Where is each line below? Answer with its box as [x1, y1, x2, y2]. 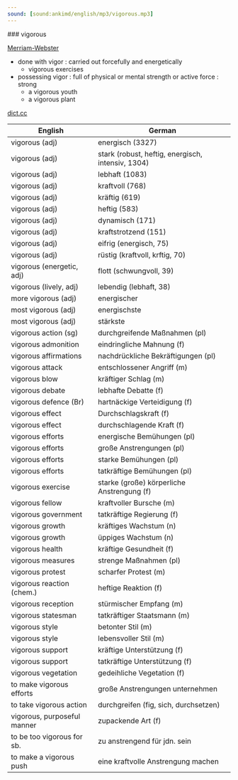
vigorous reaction [11, 578, 69, 588]
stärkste [98, 316, 125, 326]
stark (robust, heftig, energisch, [98, 149, 203, 159]
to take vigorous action [11, 699, 87, 709]
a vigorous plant [28, 95, 76, 103]
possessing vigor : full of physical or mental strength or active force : [17, 72, 219, 81]
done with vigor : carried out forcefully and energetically [17, 57, 183, 66]
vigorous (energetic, [11, 261, 79, 271]
